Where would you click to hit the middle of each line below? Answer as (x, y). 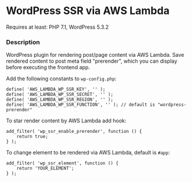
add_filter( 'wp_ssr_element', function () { (62, 163)
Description (23, 42)
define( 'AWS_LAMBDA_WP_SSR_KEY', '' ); (56, 90)
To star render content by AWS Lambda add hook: (66, 121)
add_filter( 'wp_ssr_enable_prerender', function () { (74, 132)
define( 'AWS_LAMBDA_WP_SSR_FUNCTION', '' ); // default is (81, 105)
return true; (32, 137)
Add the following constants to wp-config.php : (61, 79)
